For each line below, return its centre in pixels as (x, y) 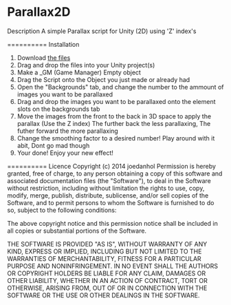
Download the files (44, 57)
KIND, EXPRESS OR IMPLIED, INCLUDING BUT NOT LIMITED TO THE (104, 251)
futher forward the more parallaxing (67, 131)
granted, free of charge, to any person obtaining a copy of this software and (115, 173)
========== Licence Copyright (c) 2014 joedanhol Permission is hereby (112, 166)
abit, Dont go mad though (53, 145)
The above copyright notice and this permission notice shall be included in (112, 223)
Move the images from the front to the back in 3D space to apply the (114, 116)
